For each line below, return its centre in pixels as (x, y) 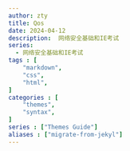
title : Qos (26, 23)
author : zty (28, 16)
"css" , (33, 75)
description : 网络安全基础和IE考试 (64, 38)
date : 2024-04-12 (37, 30)
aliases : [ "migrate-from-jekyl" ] (66, 134)
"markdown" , (42, 68)
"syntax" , (39, 113)
